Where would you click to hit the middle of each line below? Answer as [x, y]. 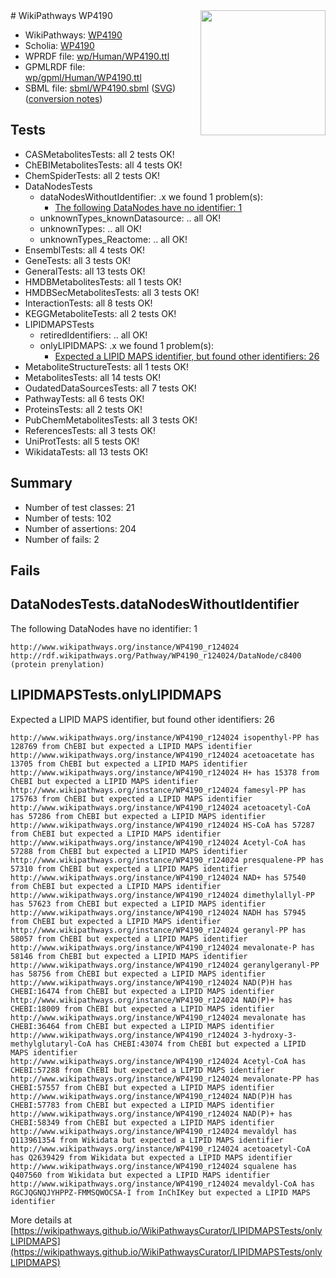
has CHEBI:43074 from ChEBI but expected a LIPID [201, 1044]
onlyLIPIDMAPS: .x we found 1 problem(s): [127, 345]
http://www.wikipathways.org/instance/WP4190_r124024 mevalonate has [158, 1017]
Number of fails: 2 [62, 539]
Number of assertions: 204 [80, 528]
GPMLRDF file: [55, 67]
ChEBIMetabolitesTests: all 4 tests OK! [103, 165]
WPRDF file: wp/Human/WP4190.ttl [97, 56]
